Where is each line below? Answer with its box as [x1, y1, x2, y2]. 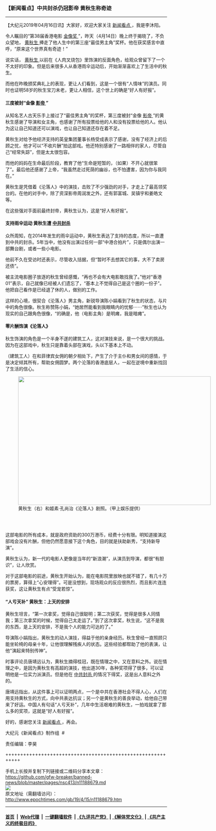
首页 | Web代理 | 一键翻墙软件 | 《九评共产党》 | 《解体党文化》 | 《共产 [5, 814, 161, 820]
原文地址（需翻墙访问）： [5, 791, 57, 797]
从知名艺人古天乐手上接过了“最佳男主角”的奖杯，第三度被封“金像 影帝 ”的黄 [5, 112, 164, 118]
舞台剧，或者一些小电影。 [9, 245, 64, 252]
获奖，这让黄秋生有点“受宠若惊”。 [5, 586, 77, 592]
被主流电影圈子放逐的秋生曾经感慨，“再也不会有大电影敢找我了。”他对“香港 [5, 274, 162, 280]
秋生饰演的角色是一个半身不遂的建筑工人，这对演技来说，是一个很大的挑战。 [5, 335, 167, 342]
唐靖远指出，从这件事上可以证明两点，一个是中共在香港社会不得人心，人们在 [5, 688, 167, 695]
